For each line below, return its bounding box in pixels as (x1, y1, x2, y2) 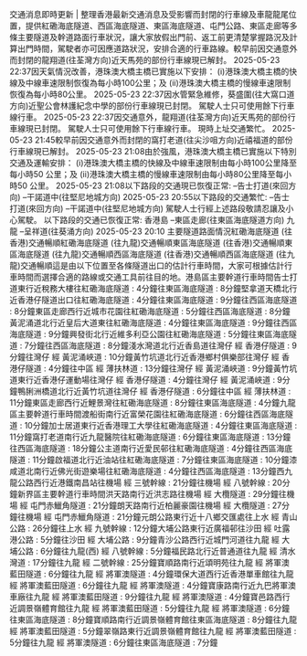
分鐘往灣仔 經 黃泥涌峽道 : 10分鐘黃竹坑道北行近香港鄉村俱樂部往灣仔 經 (9, 352, 281, 362)
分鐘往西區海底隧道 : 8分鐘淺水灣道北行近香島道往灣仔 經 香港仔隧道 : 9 (28, 340, 297, 351)
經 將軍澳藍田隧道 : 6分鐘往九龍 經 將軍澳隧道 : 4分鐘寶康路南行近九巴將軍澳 (9, 580, 297, 590)
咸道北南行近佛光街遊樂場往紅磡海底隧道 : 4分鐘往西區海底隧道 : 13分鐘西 (9, 466, 285, 476)
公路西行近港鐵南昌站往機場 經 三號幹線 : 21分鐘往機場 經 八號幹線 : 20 (16, 477, 283, 488)
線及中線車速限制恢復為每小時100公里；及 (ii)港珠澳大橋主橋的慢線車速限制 (9, 78, 291, 88)
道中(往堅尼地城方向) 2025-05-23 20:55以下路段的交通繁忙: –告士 (42, 192, 291, 202)
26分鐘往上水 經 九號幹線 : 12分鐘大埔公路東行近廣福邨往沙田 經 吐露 (31, 523, 291, 534)
